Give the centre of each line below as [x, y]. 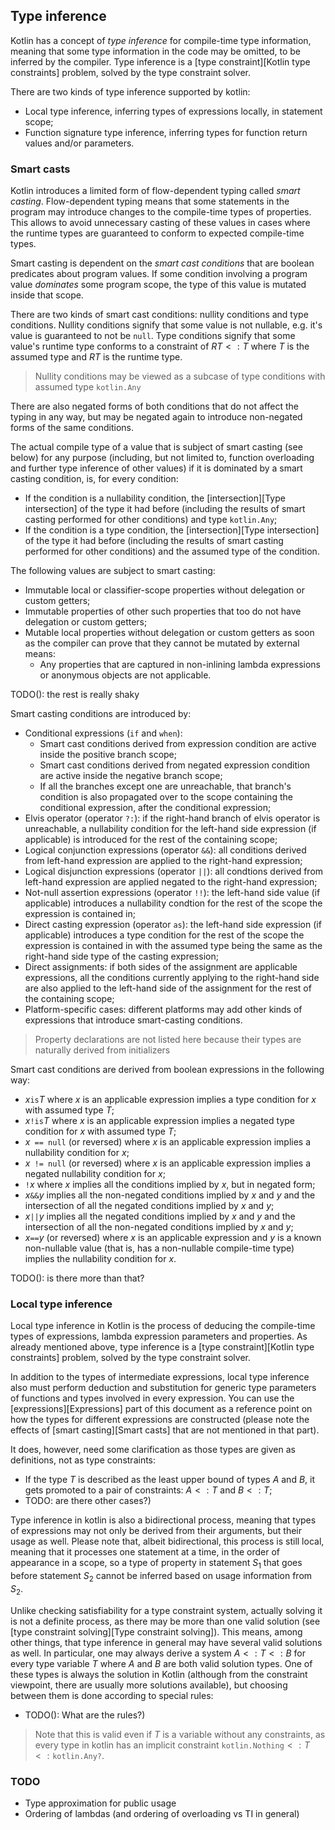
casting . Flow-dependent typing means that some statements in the [150, 201]
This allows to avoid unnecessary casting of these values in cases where [160, 223]
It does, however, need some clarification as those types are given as [153, 1450]
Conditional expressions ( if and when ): [103, 733]
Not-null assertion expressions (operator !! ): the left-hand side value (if [172, 893]
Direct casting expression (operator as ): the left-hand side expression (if [173, 925]
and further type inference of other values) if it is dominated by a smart [156, 468]
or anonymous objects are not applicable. [125, 675]
